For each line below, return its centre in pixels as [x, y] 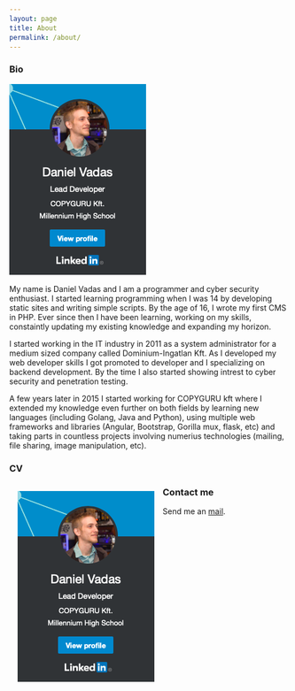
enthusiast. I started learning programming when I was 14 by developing [141, 298]
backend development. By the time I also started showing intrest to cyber [143, 372]
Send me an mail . [194, 511]
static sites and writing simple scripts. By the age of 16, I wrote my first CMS [148, 307]
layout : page [33, 19]
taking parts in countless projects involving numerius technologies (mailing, [147, 436]
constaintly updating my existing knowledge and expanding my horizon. [140, 326]
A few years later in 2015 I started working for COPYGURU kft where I [136, 398]
